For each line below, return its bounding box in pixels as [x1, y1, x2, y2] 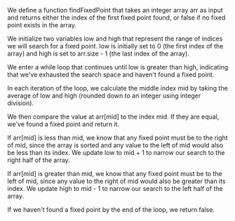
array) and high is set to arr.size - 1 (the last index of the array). [7, 49, 189, 58]
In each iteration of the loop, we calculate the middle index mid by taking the [7, 84, 228, 92]
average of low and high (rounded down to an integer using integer [7, 91, 201, 100]
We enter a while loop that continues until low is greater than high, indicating [7, 63, 229, 71]
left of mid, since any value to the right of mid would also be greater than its [7, 177, 226, 185]
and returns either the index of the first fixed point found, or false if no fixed [7, 13, 226, 22]
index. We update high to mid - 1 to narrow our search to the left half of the [7, 185, 223, 192]
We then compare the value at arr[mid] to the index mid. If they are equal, [7, 112, 220, 121]
